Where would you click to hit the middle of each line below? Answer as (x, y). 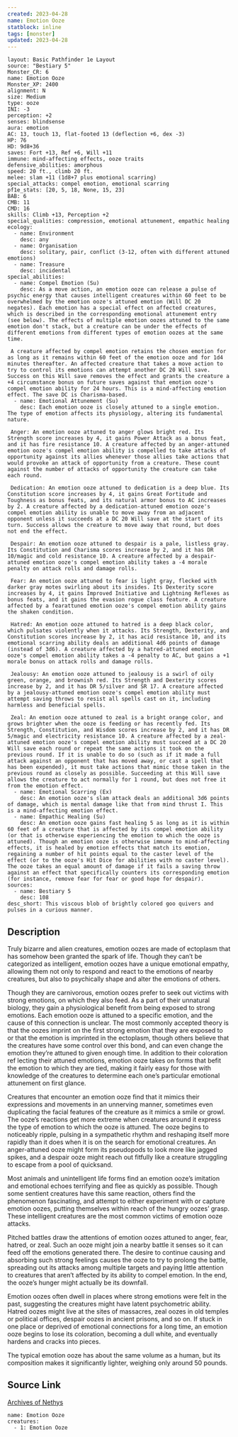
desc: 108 (35, 898)
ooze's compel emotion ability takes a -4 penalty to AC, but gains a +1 (119, 656)
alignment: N (27, 91)
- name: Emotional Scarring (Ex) (63, 792)
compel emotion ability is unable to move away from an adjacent (106, 513)
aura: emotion (28, 128)
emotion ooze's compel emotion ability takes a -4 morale (120, 562)
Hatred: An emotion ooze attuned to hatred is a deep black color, (112, 625)
